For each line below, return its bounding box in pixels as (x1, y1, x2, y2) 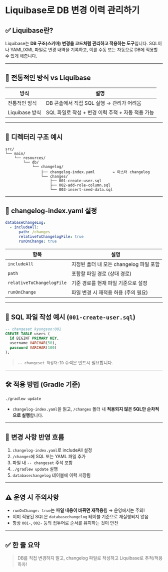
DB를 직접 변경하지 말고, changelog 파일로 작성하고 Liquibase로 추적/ (17, 555, 155, 561)
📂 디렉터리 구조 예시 (5, 133, 63, 141)
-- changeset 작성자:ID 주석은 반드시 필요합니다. (17, 359, 113, 365)
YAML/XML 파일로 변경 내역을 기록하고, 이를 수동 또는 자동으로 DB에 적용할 (10, 47, 158, 53)
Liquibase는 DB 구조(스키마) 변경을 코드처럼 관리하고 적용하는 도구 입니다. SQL (5, 41, 158, 46)
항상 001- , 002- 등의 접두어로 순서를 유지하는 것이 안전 (12, 520, 118, 526)
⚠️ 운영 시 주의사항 (5, 493, 59, 502)
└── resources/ (14, 155, 46, 161)
